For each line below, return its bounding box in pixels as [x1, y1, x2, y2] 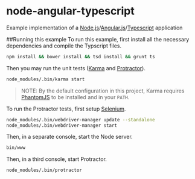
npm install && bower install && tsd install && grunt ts [6, 53, 155, 59]
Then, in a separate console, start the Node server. [6, 133, 133, 141]
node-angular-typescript [6, 4, 135, 18]
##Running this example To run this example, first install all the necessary [6, 35, 190, 43]
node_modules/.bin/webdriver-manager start [6, 122, 118, 129]
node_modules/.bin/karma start [6, 76, 85, 82]
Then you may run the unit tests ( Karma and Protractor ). [6, 64, 146, 71]
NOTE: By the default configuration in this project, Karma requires [21, 87, 185, 94]
